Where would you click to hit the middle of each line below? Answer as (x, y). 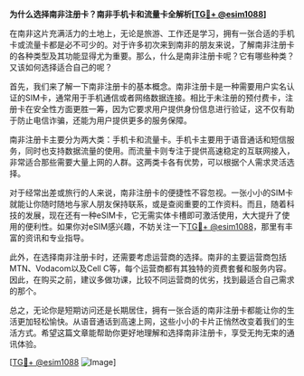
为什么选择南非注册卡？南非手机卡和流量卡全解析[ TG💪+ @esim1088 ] (138, 14)
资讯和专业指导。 (57, 238)
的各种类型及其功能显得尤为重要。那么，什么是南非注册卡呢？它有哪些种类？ (152, 56)
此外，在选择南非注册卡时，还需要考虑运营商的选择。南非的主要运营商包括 (148, 257)
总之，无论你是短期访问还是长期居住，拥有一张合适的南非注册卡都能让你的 (148, 310)
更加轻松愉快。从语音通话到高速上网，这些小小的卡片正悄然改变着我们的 (152, 321)
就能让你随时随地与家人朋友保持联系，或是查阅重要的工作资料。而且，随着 (148, 204)
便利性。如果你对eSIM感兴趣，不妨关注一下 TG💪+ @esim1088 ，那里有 (155, 226)
